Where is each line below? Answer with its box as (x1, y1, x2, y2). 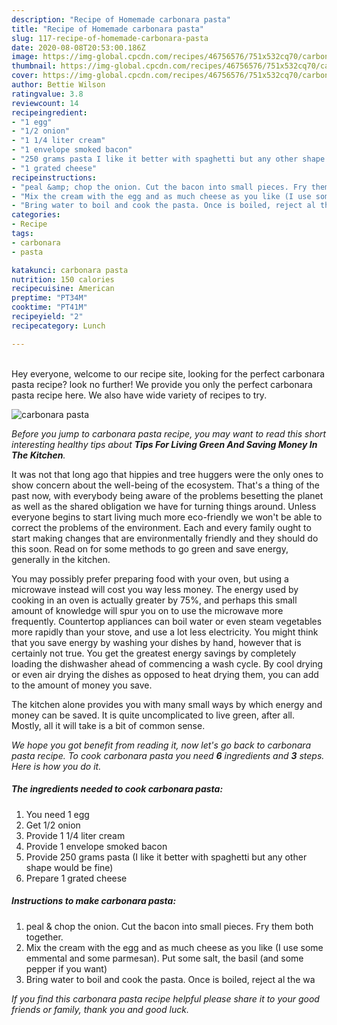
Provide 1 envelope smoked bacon (25, 840, 168, 852)
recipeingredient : (11, 107, 88, 118)
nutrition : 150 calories (11, 274, 115, 285)
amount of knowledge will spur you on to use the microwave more (11, 604, 284, 616)
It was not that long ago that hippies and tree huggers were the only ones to (11, 468, 324, 480)
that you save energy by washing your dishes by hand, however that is (11, 636, 302, 648)
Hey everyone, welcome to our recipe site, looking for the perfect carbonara (11, 367, 326, 380)
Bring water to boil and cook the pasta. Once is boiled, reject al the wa (25, 973, 316, 985)
